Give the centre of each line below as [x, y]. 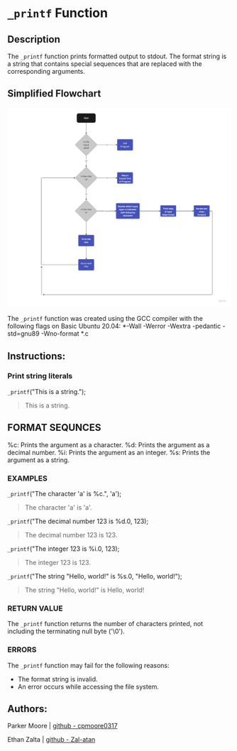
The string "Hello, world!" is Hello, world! [84, 590]
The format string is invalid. [57, 679]
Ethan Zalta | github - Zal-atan [51, 740]
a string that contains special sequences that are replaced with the [105, 64]
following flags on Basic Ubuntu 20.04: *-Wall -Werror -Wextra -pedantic [114, 326]
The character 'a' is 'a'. [58, 507]
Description [34, 39]
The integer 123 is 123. [57, 562]
